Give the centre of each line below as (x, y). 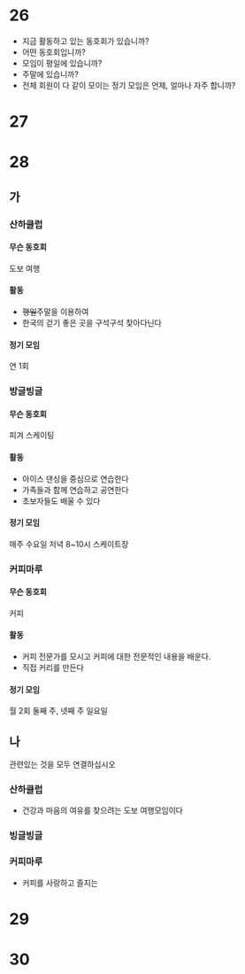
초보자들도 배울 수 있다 (61, 500)
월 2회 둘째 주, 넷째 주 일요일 (58, 711)
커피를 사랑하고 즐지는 (60, 883)
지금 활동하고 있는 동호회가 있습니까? (85, 41)
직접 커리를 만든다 (53, 668)
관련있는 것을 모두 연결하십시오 (63, 765)
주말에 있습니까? (50, 74)
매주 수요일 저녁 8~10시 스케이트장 (69, 544)
